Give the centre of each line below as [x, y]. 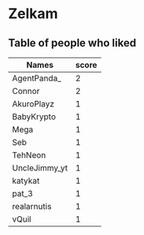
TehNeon [29, 155]
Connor [26, 91]
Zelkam [33, 14]
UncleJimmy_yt [40, 168]
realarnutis [32, 206]
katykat [26, 181]
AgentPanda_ [37, 78]
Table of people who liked [72, 43]
